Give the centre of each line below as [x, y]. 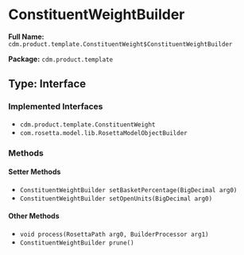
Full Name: [26, 37]
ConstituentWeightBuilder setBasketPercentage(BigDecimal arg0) [128, 190]
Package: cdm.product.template [61, 59]
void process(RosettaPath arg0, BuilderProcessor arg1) [114, 234]
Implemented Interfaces [56, 106]
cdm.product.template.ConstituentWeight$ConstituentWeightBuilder [120, 44]
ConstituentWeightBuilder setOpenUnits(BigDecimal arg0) [116, 199]
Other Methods [34, 216]
